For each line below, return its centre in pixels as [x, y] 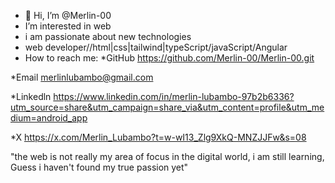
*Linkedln [31, 96]
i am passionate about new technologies [108, 36]
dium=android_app [49, 118]
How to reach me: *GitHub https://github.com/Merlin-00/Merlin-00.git [169, 58]
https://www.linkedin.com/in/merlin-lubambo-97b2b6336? [174, 96]
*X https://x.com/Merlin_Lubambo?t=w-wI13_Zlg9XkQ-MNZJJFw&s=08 [158, 137]
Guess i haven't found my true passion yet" [99, 167]
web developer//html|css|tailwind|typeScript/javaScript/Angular [156, 47]
